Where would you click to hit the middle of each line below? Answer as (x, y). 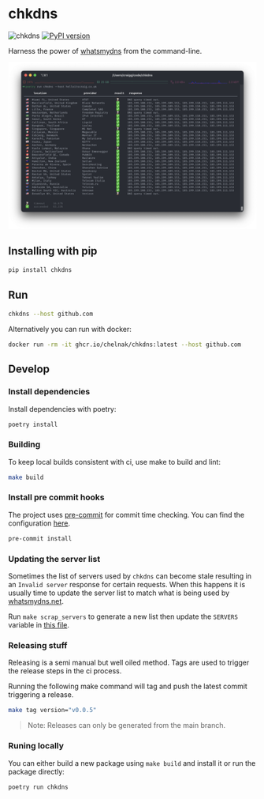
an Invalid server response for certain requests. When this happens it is (127, 585)
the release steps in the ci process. (65, 671)
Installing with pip (53, 251)
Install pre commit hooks (56, 497)
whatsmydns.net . (36, 601)
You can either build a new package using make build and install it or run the (132, 763)
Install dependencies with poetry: (62, 409)
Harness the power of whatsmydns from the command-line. (105, 51)
